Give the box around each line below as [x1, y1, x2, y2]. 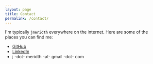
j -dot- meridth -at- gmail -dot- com [12, 54, 84, 60]
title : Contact [5, 12, 36, 16]
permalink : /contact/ [5, 16, 49, 21]
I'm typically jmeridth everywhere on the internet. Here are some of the [5, 29, 148, 35]
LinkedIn [12, 49, 30, 54]
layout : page [5, 7, 32, 12]
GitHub [12, 44, 27, 50]
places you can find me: [5, 34, 53, 40]
